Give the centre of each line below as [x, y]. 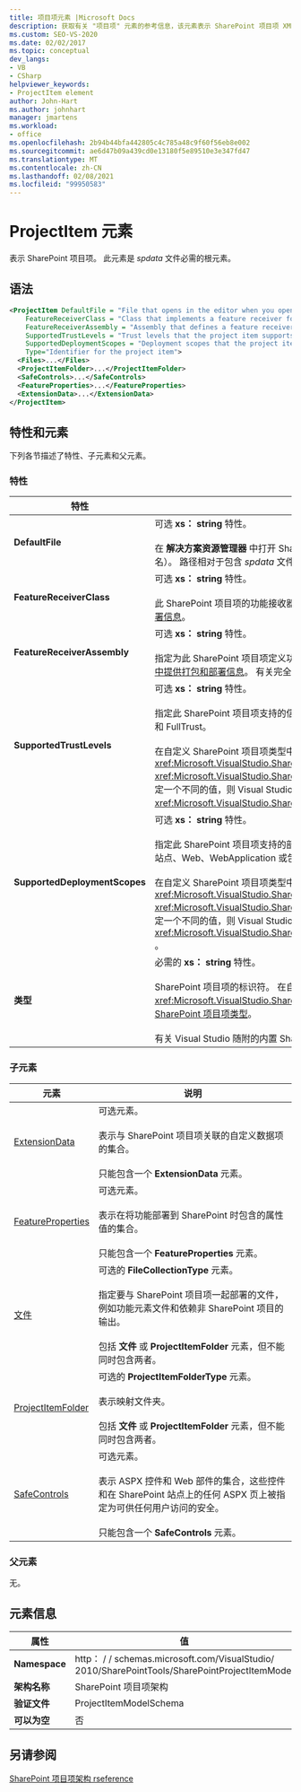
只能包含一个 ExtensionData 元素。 [173, 1174]
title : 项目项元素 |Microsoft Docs [73, 17]
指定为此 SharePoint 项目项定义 [220, 659]
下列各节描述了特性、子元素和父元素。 [80, 456]
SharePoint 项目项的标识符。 [215, 987]
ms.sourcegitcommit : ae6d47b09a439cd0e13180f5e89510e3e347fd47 [130, 151]
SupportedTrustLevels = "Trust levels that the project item [142, 336]
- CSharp [26, 76]
